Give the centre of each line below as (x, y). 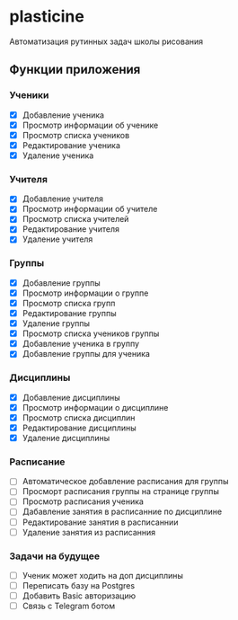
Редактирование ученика (71, 145)
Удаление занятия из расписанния (89, 532)
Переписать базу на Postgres (79, 585)
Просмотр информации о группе (85, 293)
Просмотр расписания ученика (83, 501)
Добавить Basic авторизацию (79, 596)
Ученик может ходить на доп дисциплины (103, 575)
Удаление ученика (58, 155)
